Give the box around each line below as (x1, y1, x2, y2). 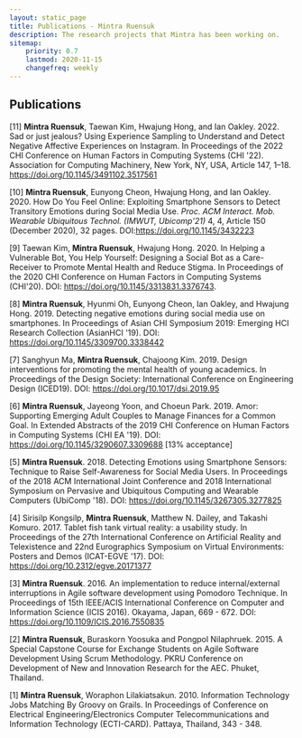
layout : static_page (9, 13, 87, 23)
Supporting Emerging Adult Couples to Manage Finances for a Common (9, 410, 277, 421)
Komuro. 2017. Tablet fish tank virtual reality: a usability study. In (9, 521, 248, 533)
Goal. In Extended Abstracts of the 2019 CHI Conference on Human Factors (9, 419, 290, 430)
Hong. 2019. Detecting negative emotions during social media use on (9, 308, 266, 319)
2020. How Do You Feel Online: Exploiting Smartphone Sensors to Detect (9, 196, 281, 207)
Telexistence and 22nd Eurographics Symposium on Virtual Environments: (9, 541, 285, 552)
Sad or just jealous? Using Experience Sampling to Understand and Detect (9, 130, 286, 141)
